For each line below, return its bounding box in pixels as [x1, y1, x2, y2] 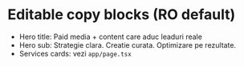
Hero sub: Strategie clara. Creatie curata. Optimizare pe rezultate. [18, 40, 237, 49]
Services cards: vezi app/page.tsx [18, 49, 132, 58]
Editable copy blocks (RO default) [7, 6, 236, 24]
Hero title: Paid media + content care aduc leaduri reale [18, 32, 202, 41]
